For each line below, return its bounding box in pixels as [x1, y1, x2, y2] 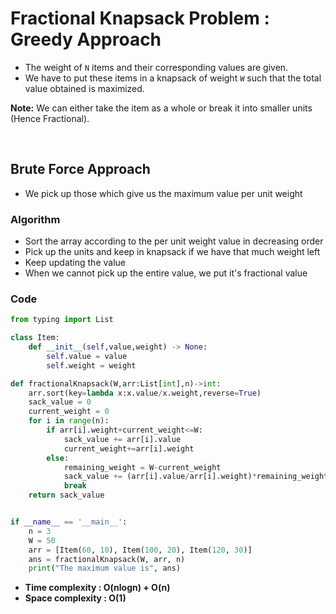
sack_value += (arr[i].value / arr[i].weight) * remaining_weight [63, 472, 329, 482]
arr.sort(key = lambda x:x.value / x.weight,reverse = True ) [28, 388, 262, 398]
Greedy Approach [10, 28, 162, 51]
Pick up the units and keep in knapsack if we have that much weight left [24, 246, 321, 258]
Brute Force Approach [10, 161, 151, 178]
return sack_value [28, 490, 105, 501]
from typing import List [10, 315, 114, 325]
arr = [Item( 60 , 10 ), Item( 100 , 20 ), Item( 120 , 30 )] [28, 545, 253, 555]
